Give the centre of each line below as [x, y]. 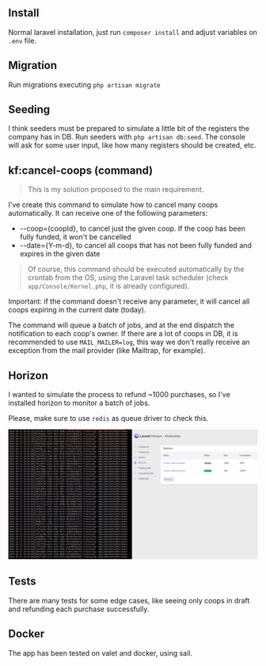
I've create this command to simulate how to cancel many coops [113, 205]
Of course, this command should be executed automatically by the [136, 270]
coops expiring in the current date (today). [77, 310]
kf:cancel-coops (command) [81, 170]
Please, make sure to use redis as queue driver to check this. [108, 419]
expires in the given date [60, 254]
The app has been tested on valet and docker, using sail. [100, 653]
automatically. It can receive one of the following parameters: [108, 213]
